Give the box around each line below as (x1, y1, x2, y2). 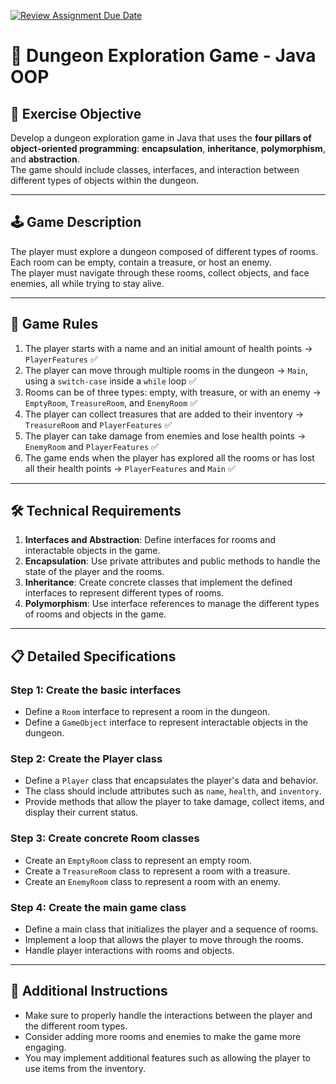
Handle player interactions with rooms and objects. (24, 945, 235, 957)
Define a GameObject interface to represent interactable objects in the (24, 716, 308, 729)
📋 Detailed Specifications (10, 648, 177, 665)
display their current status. (24, 806, 139, 819)
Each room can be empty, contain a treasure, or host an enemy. (10, 256, 272, 268)
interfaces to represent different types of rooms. (24, 587, 225, 599)
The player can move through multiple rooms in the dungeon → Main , (24, 364, 309, 376)
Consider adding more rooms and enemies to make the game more (24, 1030, 302, 1042)
